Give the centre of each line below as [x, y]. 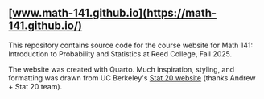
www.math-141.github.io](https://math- [114, 13]
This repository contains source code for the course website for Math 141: [131, 45]
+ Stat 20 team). [35, 86]
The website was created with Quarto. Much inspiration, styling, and [122, 69]
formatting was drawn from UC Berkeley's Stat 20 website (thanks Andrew [132, 78]
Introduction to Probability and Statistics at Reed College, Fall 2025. [120, 54]
